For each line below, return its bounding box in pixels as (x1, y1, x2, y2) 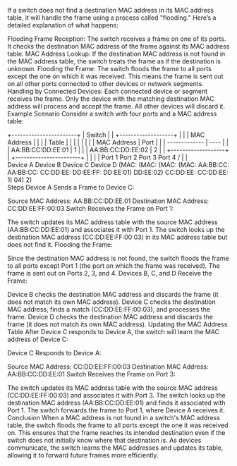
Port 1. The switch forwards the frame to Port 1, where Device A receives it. (7, 406, 226, 415)
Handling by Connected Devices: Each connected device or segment (7, 87, 208, 95)
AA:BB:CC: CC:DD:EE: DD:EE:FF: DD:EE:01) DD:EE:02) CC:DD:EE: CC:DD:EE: (7, 168, 229, 176)
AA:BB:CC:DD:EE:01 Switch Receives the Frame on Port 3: (7, 370, 176, 378)
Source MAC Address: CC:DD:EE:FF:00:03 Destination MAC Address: (7, 362, 209, 371)
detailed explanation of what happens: (7, 21, 119, 29)
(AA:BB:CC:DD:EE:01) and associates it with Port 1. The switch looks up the (7, 226, 225, 233)
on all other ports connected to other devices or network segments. (7, 80, 205, 87)
